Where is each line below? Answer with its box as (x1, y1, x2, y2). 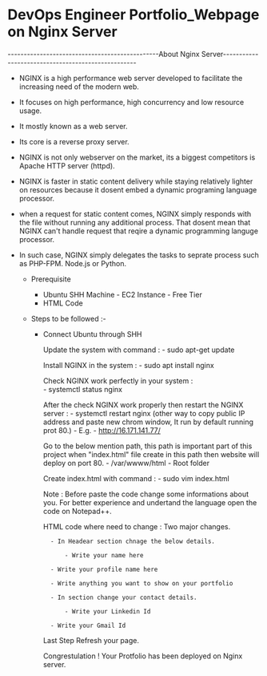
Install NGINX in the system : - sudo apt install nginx (42, 360, 215, 370)
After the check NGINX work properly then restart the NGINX (42, 399, 244, 410)
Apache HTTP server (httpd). (18, 160, 115, 170)
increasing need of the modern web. (18, 82, 139, 91)
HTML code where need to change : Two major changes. (42, 521, 231, 531)
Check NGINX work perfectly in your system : (42, 375, 193, 386)
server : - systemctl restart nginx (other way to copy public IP (42, 408, 245, 418)
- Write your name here (64, 551, 144, 559)
